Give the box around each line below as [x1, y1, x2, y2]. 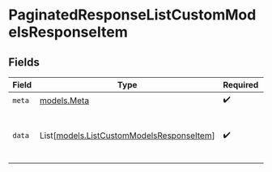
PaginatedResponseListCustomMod [8, 6, 257, 24]
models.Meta [39, 95, 90, 106]
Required [222, 80, 259, 90]
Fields [8, 55, 40, 69]
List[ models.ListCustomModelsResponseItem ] [39, 130, 215, 141]
